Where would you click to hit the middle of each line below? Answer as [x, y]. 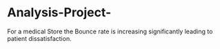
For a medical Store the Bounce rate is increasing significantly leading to [110, 31]
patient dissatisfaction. [39, 38]
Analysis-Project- [59, 13]
